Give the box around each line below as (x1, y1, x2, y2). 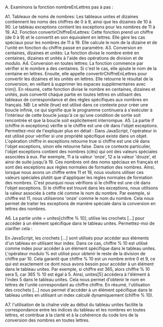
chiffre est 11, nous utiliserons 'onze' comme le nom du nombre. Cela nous (5, 196, 154, 201)
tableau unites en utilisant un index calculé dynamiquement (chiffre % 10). (5, 292, 153, 298)
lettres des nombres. (5, 206, 47, 212)
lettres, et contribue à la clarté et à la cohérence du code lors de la (5, 312, 139, 318)
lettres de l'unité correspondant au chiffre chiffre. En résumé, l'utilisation (5, 282, 150, 287)
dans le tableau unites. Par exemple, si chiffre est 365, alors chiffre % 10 (5, 266, 150, 272)
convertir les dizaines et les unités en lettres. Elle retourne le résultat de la (5, 76, 153, 82)
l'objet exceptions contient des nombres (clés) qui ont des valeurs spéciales (5, 149, 158, 154)
